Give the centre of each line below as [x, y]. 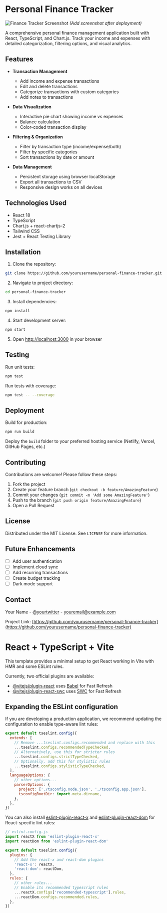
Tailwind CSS [26, 231]
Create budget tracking [36, 578]
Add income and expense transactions [59, 81]
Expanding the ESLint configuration [62, 707]
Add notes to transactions [46, 97]
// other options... [35, 780]
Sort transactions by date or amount [57, 157]
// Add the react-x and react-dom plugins [59, 860]
